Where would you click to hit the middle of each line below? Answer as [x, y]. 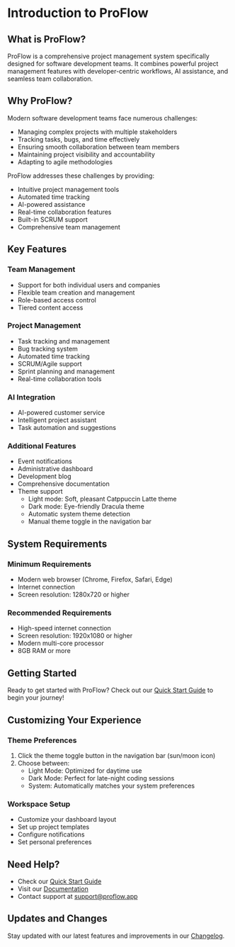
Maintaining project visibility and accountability [86, 154]
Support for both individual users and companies [89, 285]
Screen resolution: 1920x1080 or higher [75, 636]
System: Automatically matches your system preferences [111, 786]
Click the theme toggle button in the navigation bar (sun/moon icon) [116, 755]
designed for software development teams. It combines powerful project [113, 64]
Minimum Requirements [50, 564]
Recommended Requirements [59, 613]
